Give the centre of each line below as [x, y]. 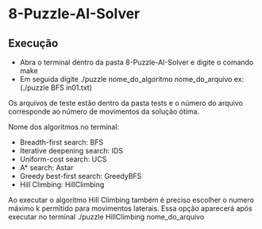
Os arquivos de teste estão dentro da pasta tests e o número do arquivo [126, 103]
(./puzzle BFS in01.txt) [56, 87]
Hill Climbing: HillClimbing [62, 184]
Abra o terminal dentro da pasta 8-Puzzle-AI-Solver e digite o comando [137, 62]
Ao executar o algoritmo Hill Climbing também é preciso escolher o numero [131, 200]
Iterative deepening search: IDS [71, 151]
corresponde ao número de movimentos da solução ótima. [104, 111]
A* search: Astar [46, 167]
